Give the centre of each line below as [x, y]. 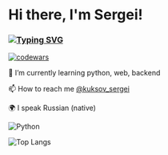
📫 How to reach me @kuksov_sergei [69, 89]
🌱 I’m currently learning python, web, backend [84, 73]
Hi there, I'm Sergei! [76, 15]
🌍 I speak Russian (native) [52, 108]
